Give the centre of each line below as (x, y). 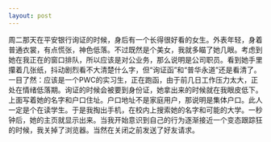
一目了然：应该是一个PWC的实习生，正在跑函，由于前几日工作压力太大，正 (133, 79)
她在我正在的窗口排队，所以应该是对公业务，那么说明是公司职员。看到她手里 (135, 59)
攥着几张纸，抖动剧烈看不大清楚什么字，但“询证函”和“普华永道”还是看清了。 (135, 70)
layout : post (30, 16)
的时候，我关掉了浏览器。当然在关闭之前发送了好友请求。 (104, 130)
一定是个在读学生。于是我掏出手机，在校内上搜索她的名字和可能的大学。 (128, 110)
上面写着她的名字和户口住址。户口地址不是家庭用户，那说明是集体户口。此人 (135, 99)
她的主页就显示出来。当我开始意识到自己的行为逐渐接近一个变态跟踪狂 (146, 120)
